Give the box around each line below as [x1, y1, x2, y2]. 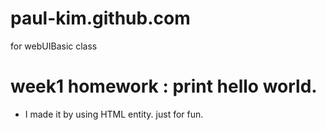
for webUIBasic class [10, 40, 98, 52]
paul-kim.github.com [10, 7, 191, 30]
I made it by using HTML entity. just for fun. [24, 108, 204, 120]
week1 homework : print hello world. [10, 75, 318, 98]
